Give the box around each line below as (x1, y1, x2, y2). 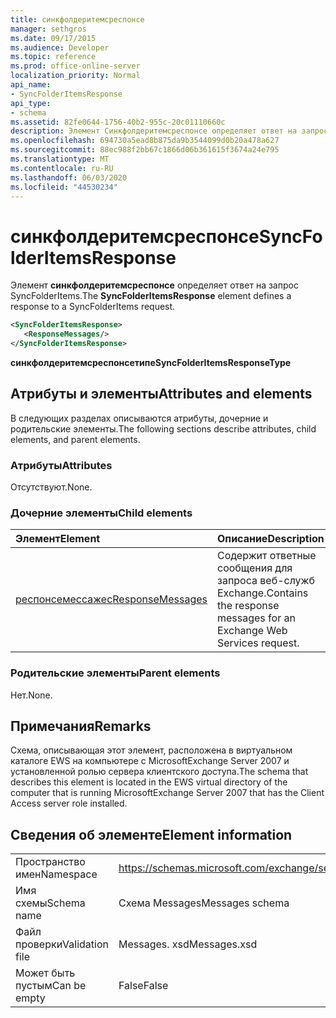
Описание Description (217, 532, 325, 546)
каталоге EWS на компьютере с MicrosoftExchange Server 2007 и (10, 755, 290, 767)
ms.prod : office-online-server (10, 61, 141, 71)
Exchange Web (217, 624, 288, 638)
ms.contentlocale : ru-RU (10, 163, 114, 173)
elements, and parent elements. (10, 433, 141, 445)
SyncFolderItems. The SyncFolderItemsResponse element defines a (10, 290, 292, 302)
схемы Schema (15, 896, 86, 910)
